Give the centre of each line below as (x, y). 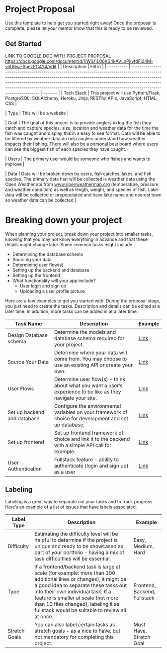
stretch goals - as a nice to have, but (78, 631)
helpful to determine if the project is (76, 540)
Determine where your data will (90, 353)
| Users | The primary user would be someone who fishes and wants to (78, 159)
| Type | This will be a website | (37, 113)
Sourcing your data (32, 259)
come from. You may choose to (90, 359)
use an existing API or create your (93, 365)
